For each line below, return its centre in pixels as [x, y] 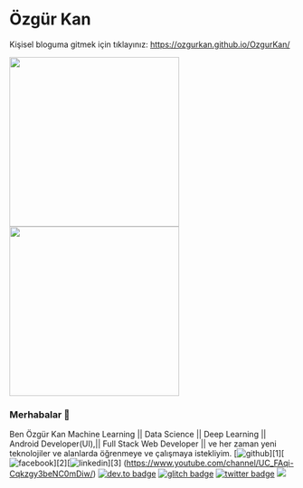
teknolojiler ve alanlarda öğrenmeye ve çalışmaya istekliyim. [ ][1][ [147, 454]
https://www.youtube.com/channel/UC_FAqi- [210, 463]
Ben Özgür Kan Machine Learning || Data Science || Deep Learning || [138, 435]
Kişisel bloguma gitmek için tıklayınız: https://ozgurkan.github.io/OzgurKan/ [150, 44]
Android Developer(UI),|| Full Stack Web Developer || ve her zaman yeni [143, 444]
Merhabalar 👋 [40, 414]
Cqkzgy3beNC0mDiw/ [51, 474]
